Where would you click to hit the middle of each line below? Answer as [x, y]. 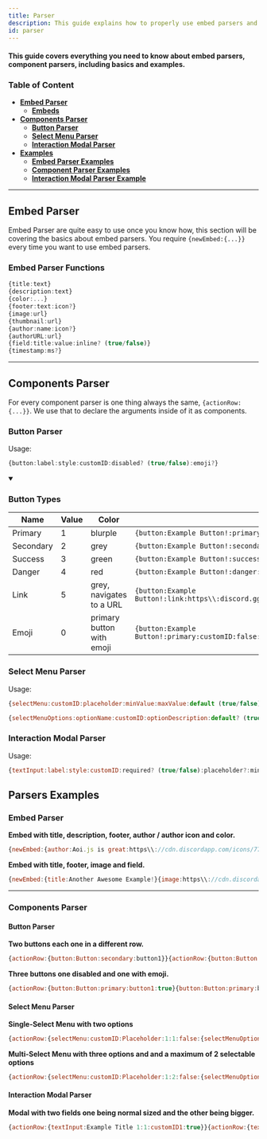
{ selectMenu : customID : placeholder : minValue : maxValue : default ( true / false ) [135, 703]
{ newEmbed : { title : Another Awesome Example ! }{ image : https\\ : [110, 880]
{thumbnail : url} [35, 321]
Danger [26, 572]
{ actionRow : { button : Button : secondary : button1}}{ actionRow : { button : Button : [135, 959]
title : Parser [32, 16]
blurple [104, 533]
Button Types [35, 499]
